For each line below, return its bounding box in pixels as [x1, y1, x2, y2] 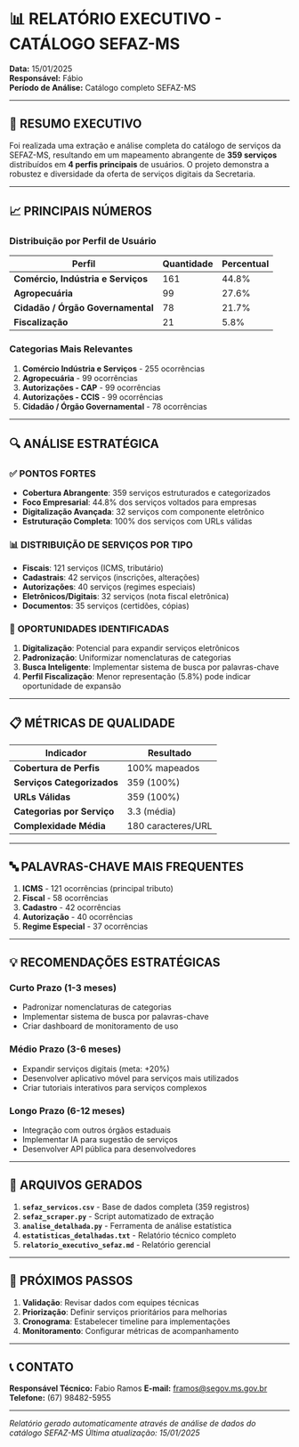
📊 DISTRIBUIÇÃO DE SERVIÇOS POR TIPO [9, 539, 193, 551]
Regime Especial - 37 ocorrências [21, 921, 149, 931]
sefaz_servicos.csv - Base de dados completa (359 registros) [21, 1201, 250, 1212]
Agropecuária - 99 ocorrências [21, 372, 138, 383]
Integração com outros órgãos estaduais [21, 1125, 172, 1135]
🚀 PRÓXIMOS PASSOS [9, 1273, 133, 1288]
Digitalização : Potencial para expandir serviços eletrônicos [21, 643, 240, 654]
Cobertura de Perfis [13, 761, 101, 774]
